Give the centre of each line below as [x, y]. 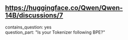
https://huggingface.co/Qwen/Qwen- [64, 8]
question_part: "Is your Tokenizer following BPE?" [55, 32]
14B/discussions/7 [34, 16]
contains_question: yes [28, 27]
